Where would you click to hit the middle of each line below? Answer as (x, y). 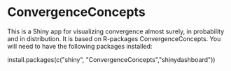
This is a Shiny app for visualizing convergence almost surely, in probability (116, 31)
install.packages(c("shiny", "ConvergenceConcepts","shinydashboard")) (111, 59)
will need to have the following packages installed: (80, 46)
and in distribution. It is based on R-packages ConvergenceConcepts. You (114, 38)
